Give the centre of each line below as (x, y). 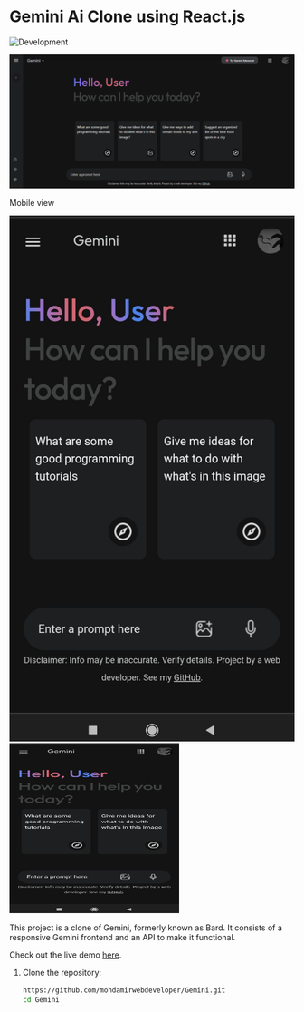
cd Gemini (41, 1000)
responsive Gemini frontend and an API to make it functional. (123, 938)
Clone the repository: (62, 973)
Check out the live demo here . (66, 955)
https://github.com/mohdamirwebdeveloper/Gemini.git (124, 990)
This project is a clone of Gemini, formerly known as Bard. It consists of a (146, 928)
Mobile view (32, 203)
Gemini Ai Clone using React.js (128, 17)
